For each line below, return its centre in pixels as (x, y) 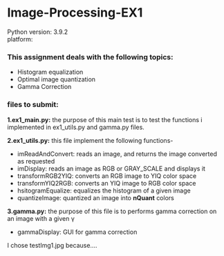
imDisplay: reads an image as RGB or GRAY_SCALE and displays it (111, 168)
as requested (36, 161)
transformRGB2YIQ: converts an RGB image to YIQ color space (107, 176)
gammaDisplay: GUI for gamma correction (77, 232)
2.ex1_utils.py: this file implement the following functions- (90, 140)
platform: (20, 39)
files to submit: (33, 105)
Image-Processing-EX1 (75, 13)
